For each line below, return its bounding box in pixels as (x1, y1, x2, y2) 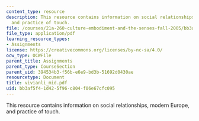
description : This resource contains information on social (6, 14, 158, 20)
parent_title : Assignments (6, 58, 73, 64)
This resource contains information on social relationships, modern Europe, (6, 102, 190, 109)
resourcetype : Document (6, 74, 65, 80)
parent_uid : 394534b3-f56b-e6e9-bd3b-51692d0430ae (6, 69, 134, 75)
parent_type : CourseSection (6, 63, 76, 70)
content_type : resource (6, 8, 65, 15)
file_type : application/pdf (6, 31, 76, 37)
